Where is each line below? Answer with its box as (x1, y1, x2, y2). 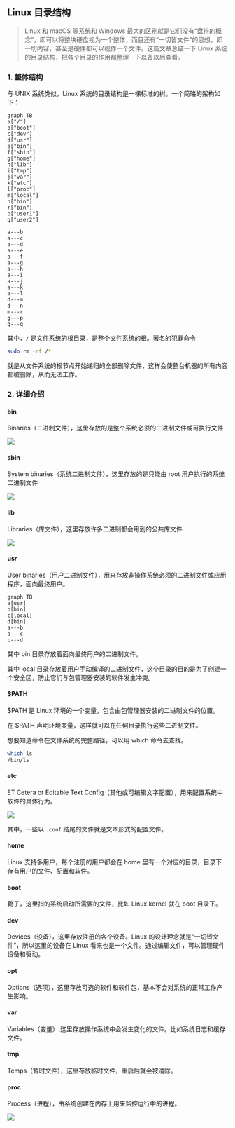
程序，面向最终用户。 (7, 579, 69, 587)
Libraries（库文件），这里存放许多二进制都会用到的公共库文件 (7, 524, 183, 533)
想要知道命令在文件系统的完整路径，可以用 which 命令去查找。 (7, 735, 187, 745)
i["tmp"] (7, 168, 33, 175)
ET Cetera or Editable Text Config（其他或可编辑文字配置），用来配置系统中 (7, 788, 224, 796)
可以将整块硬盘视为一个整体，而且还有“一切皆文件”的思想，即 (45, 35, 223, 43)
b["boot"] (7, 125, 36, 132)
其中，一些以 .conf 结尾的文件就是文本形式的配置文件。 (7, 824, 168, 833)
